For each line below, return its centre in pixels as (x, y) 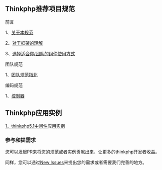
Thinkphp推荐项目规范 (40, 9)
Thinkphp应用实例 (34, 113)
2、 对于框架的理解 (24, 43)
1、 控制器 (15, 95)
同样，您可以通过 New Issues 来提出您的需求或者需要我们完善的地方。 (76, 162)
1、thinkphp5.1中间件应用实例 (35, 126)
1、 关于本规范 (19, 32)
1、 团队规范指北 (21, 75)
